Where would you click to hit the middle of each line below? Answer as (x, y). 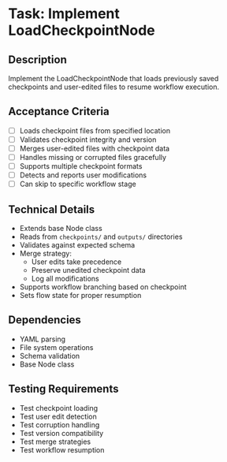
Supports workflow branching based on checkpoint (103, 287)
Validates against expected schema (77, 245)
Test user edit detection (58, 416)
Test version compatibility (61, 433)
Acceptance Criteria (59, 112)
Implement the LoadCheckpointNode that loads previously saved (113, 78)
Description (37, 60)
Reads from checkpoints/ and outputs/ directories (101, 237)
